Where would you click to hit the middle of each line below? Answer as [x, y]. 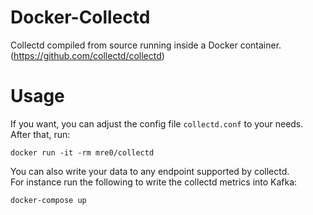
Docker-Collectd [80, 17]
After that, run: [40, 134]
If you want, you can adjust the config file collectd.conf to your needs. [157, 123]
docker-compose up [48, 200]
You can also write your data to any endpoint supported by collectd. [150, 171]
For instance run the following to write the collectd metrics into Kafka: [154, 182]
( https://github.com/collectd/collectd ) [87, 55]
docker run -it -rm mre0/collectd [82, 152]
